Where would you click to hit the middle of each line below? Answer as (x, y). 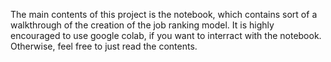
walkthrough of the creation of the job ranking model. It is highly (142, 25)
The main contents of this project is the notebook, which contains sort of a (164, 14)
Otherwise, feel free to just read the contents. (104, 46)
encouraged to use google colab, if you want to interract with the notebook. (166, 35)
